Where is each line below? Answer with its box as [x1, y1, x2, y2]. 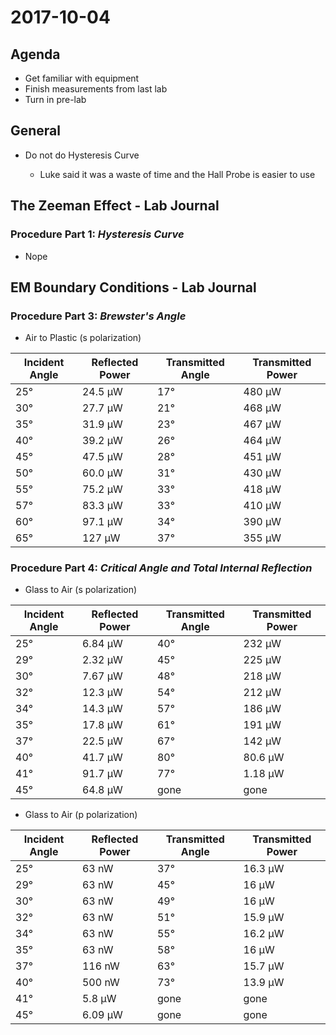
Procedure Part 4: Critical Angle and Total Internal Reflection [10, 561, 313, 575]
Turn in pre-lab [24, 94, 87, 105]
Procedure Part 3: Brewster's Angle [10, 309, 187, 323]
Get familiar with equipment [24, 72, 140, 84]
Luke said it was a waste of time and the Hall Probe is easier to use [39, 168, 316, 180]
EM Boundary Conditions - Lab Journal [10, 279, 257, 296]
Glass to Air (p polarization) [24, 809, 138, 821]
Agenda [10, 46, 61, 63]
